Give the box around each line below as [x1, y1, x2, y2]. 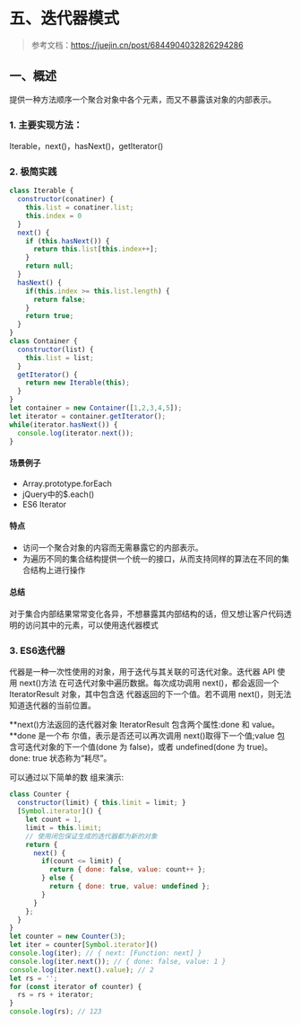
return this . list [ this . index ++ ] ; [32, 244, 159, 254]
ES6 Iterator [21, 499, 67, 509]
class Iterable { [9, 186, 74, 196]
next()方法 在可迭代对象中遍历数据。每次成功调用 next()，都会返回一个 [19, 677, 279, 688]
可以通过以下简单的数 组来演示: [9, 772, 124, 782]
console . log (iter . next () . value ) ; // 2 [9, 965, 154, 975]
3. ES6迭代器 [9, 644, 65, 657]
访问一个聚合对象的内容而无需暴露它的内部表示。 [21, 542, 203, 552]
